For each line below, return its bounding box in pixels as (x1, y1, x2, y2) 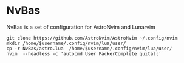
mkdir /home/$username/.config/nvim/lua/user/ (6, 40, 126, 46)
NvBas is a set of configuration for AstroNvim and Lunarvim (6, 23, 156, 31)
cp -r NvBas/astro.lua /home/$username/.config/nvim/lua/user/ (6, 46, 172, 52)
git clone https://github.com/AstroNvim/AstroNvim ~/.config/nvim (6, 35, 178, 41)
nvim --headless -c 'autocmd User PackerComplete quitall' (6, 50, 162, 57)
